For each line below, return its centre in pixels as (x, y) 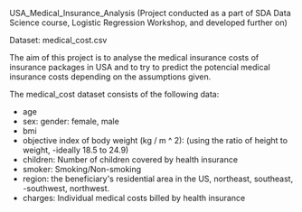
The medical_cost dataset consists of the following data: (114, 94)
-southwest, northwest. (66, 188)
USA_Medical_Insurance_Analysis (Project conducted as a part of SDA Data (150, 13)
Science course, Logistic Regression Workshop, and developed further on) (148, 23)
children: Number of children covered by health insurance (130, 160)
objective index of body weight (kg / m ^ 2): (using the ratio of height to (155, 140)
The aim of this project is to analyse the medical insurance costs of (134, 57)
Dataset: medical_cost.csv (58, 40)
